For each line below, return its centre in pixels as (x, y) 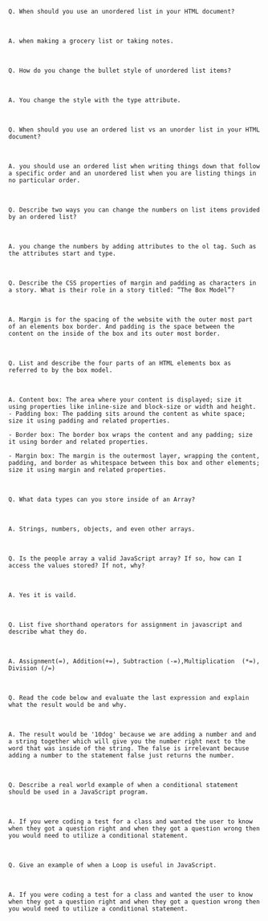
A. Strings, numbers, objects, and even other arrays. (102, 529)
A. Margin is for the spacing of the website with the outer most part (130, 320)
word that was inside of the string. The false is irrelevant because (129, 749)
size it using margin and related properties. (87, 470)
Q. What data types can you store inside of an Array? (102, 499)
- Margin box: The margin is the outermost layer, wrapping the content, (134, 456)
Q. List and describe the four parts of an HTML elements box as (120, 363)
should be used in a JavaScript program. (79, 792)
